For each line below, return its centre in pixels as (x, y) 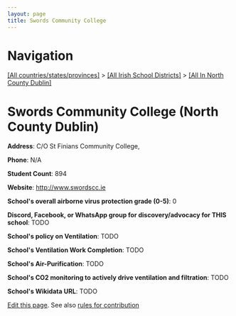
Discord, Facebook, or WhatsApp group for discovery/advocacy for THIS (117, 215)
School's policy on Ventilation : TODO (63, 236)
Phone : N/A (25, 160)
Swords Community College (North (113, 111)
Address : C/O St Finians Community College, (74, 146)
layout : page (27, 14)
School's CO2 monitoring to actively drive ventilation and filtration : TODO (118, 278)
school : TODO (28, 223)
